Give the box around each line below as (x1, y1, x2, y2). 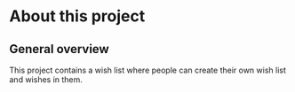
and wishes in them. (9, 74, 83, 85)
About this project (9, 6, 146, 27)
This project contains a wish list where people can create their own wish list (9, 65, 287, 75)
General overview (9, 42, 109, 57)
